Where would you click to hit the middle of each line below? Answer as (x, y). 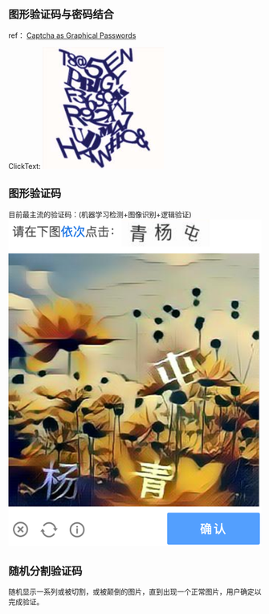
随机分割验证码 (45, 571)
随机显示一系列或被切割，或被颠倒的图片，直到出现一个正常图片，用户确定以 (135, 592)
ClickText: (25, 166)
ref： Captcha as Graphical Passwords (72, 35)
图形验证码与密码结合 (61, 14)
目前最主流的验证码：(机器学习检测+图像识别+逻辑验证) (100, 214)
